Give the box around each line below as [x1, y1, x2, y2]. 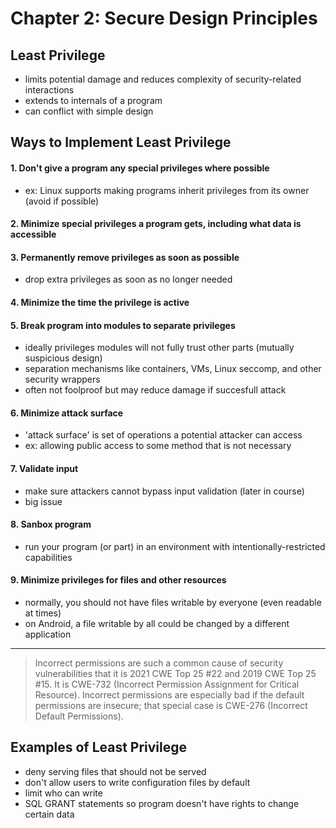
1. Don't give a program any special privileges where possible [10, 162, 270, 174]
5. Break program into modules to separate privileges [10, 319, 236, 331]
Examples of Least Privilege [10, 739, 188, 756]
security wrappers [24, 373, 101, 386]
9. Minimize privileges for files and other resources [10, 574, 227, 586]
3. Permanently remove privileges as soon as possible [10, 251, 240, 263]
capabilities [24, 551, 73, 563]
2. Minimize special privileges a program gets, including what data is [10, 218, 302, 230]
